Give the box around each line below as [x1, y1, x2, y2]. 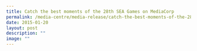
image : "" [6, 36, 30, 42]
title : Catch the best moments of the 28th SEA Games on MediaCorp [6, 8, 175, 15]
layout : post [6, 25, 38, 31]
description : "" [6, 30, 46, 36]
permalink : [6, 14, 33, 20]
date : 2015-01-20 [6, 19, 49, 25]
